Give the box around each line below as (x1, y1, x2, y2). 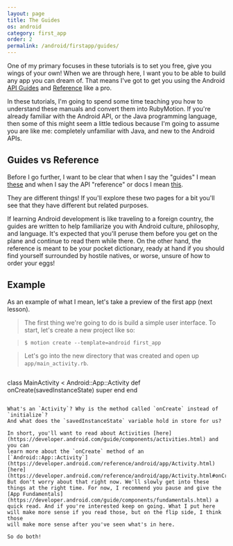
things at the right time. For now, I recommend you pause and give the (7, 484, 222, 491)
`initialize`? (7, 411, 49, 418)
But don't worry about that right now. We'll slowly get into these (7, 478, 209, 485)
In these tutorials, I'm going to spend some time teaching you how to (7, 97, 203, 105)
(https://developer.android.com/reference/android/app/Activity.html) (7, 460, 216, 467)
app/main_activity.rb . (24, 359, 89, 367)
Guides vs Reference (7, 154, 99, 166)
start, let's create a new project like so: (24, 326, 135, 334)
